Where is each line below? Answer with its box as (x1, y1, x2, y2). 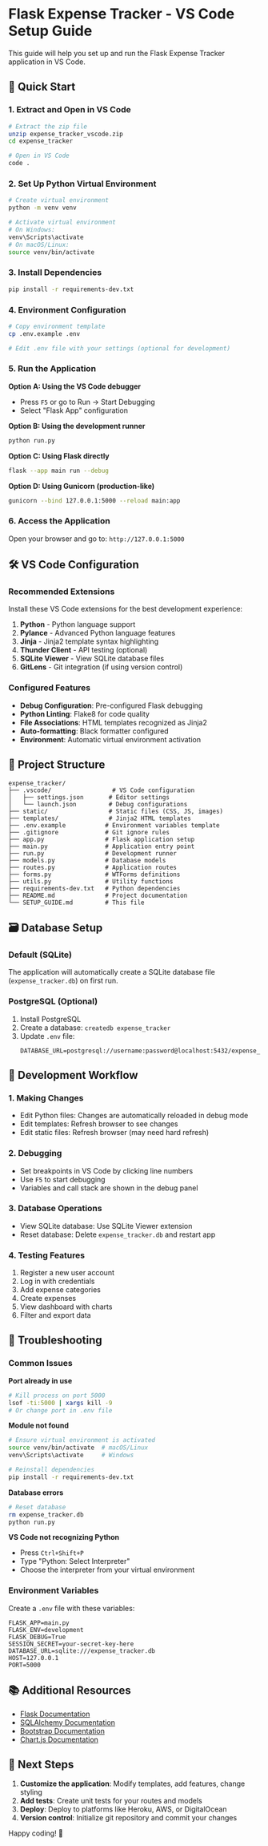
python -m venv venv (8, 204, 78, 212)
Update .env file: (19, 1031, 75, 1040)
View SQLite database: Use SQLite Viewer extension (19, 1221, 193, 1230)
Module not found (8, 1420, 70, 1431)
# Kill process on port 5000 (8, 1392, 106, 1400)
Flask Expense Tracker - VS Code (8, 5, 234, 23)
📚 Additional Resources (8, 1684, 132, 1698)
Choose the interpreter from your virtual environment (19, 1565, 195, 1575)
